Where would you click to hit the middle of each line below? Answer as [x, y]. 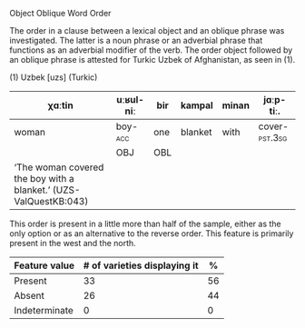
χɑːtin [61, 105]
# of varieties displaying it [141, 265]
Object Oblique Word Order [60, 13]
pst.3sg [273, 138]
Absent [30, 296]
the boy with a [44, 179]
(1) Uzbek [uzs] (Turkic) [54, 77]
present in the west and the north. [73, 243]
